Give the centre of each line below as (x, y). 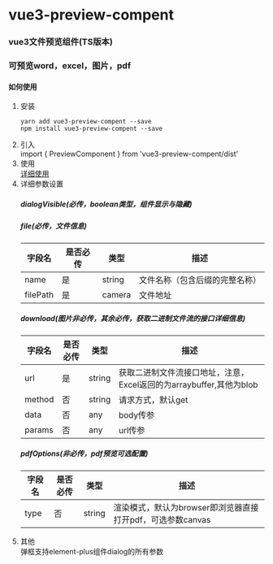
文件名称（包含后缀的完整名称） (200, 280)
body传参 (136, 414)
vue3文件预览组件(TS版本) (61, 42)
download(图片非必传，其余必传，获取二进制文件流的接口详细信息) (133, 319)
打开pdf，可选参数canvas (162, 519)
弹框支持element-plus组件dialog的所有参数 (92, 551)
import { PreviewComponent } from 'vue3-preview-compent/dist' (129, 154)
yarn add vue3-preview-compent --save (86, 122)
